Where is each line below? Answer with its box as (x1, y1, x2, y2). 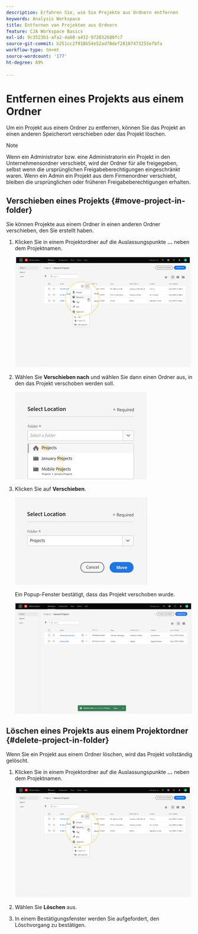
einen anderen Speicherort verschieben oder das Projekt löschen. (6, 130, 167, 137)
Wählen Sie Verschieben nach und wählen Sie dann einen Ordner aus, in (14, 373, 193, 380)
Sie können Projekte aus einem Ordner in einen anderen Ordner (6, 221, 161, 228)
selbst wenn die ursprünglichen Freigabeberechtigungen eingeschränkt (6, 166, 180, 173)
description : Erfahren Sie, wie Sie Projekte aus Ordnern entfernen (6, 9, 178, 15)
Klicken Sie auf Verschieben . (14, 485, 86, 492)
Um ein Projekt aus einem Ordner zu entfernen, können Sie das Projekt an (6, 124, 186, 131)
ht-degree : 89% (6, 59, 44, 65)
